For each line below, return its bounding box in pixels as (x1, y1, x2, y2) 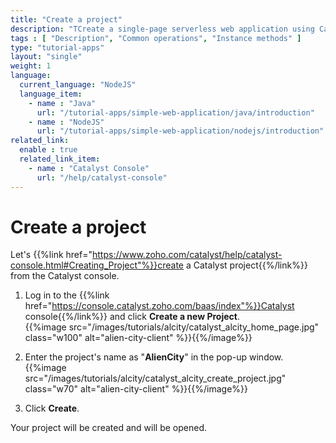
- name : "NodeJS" (28, 117, 105, 127)
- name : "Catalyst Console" (28, 163, 150, 173)
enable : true (19, 145, 78, 155)
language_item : (19, 89, 83, 99)
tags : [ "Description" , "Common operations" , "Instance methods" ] (10, 33, 302, 43)
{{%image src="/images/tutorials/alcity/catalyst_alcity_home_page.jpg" (24, 321, 320, 333)
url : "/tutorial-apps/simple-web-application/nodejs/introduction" (36, 126, 325, 136)
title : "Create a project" (10, 14, 123, 25)
